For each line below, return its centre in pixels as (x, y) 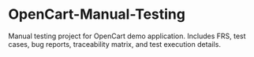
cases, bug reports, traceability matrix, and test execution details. (114, 44)
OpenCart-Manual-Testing (97, 14)
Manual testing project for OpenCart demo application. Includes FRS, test (127, 36)
